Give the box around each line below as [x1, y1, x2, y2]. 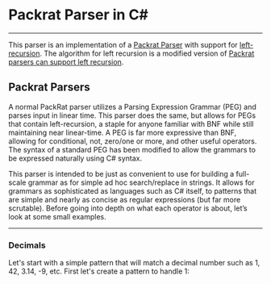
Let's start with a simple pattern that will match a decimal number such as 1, [8, 258, 261, 268]
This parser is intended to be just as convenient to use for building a [8, 169, 235, 178]
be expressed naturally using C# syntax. [8, 153, 143, 163]
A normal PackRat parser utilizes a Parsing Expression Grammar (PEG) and [8, 102, 256, 111]
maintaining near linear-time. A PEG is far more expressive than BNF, [8, 127, 236, 137]
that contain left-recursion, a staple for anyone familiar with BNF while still [8, 119, 254, 128]
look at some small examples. [8, 211, 106, 221]
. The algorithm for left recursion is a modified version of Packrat [40, 48, 255, 58]
